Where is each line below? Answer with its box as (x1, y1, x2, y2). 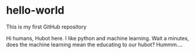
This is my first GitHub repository (6, 23, 87, 30)
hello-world (6, 4, 65, 17)
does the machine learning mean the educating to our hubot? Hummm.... (6, 41, 183, 48)
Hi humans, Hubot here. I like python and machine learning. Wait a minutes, (6, 34, 189, 42)
